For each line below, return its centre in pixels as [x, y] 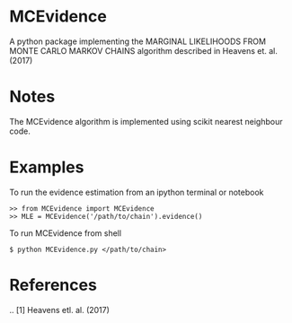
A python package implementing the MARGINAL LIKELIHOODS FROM [138, 41]
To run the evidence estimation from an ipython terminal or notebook [137, 192]
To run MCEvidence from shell [66, 233]
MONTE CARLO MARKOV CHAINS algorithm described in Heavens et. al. [144, 50]
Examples [47, 167]
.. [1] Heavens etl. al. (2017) [60, 310]
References [53, 285]
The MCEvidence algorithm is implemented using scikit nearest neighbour [146, 121]
